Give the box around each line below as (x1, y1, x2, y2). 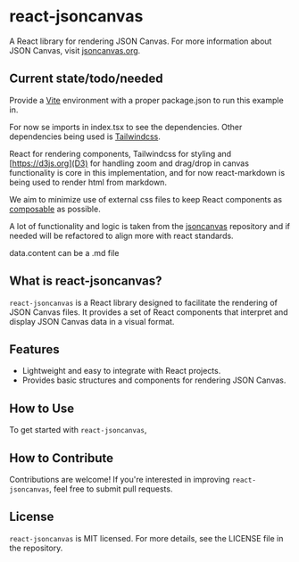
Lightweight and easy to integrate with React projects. (21, 366, 221, 376)
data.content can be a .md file (9, 247, 120, 258)
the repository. (9, 542, 63, 553)
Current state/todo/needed (9, 71, 163, 87)
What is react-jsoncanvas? (9, 274, 162, 289)
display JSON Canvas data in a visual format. (9, 316, 175, 326)
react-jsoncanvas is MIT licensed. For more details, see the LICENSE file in (9, 533, 284, 543)
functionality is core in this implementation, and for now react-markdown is (9, 167, 286, 178)
